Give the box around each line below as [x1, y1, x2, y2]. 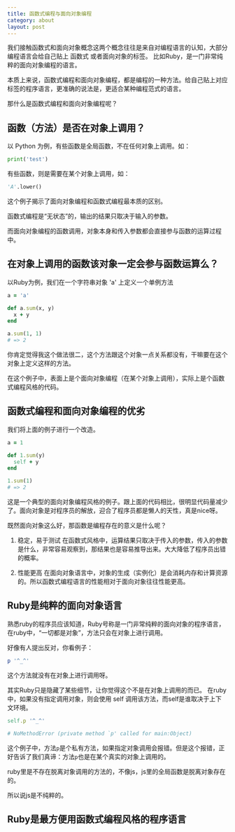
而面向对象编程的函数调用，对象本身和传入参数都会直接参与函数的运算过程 [7, 226, 222, 235]
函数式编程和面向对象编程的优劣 [7, 405, 145, 417]
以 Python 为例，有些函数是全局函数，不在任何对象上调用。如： [7, 142, 191, 151]
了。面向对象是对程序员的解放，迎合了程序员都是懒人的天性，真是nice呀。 [7, 506, 222, 515]
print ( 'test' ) [7, 156, 49, 163]
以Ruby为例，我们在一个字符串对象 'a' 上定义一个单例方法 [7, 278, 173, 286]
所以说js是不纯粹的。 [7, 791, 68, 799]
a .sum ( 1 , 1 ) [7, 330, 42, 337]
